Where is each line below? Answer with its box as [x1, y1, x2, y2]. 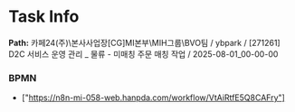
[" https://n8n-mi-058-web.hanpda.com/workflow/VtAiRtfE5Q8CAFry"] [21, 92, 286, 103]
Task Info [8, 6, 80, 27]
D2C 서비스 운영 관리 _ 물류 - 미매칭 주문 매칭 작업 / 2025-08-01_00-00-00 [8, 48, 279, 60]
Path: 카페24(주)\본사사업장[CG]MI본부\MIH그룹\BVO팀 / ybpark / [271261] [8, 37, 281, 48]
